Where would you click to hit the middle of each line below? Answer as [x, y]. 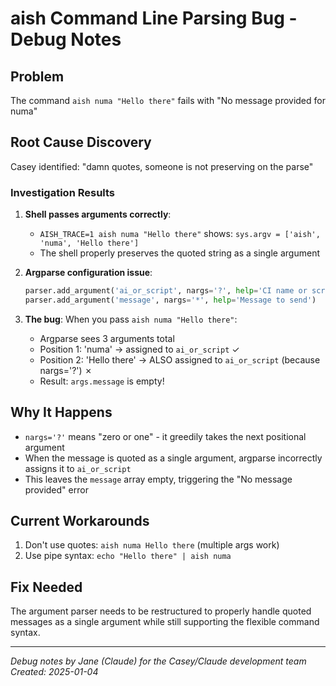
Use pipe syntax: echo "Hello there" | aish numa [128, 556]
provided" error [56, 489]
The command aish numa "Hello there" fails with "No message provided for [168, 100]
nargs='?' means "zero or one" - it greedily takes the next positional [165, 436]
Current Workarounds [80, 521]
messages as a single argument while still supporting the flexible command [165, 622]
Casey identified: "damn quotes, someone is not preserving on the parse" [162, 166]
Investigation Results [63, 192]
